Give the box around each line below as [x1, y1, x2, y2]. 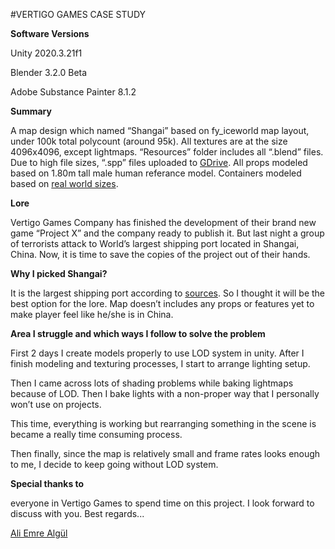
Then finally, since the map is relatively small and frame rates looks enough [10, 448, 321, 459]
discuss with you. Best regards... [10, 508, 145, 519]
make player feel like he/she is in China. [10, 309, 174, 320]
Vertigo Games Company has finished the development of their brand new [10, 217, 317, 228]
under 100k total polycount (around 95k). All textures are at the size [10, 135, 288, 147]
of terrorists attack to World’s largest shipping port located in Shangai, [10, 238, 300, 249]
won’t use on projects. [10, 399, 102, 410]
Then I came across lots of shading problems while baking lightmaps [10, 377, 294, 389]
